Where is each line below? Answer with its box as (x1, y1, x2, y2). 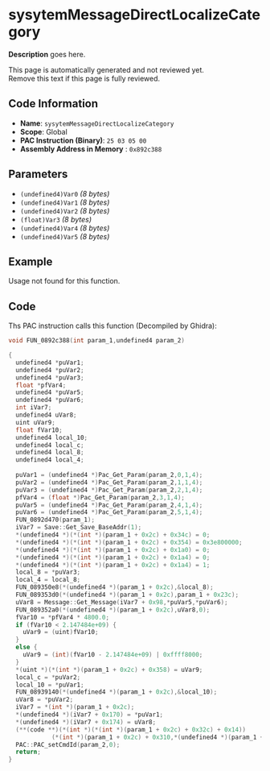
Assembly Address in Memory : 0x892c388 (19, 143, 162, 154)
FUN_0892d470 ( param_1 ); (15, 516, 95, 524)
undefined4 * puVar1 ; (15, 359, 84, 367)
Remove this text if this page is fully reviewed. (8, 73, 161, 83)
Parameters (8, 168, 68, 181)
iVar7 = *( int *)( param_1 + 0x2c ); (15, 703, 135, 711)
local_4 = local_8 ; (15, 576, 81, 584)
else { (15, 643, 38, 652)
